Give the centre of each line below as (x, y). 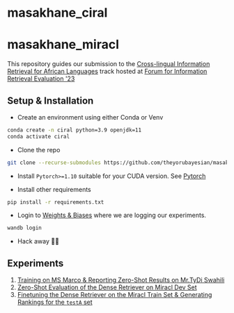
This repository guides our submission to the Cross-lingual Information (109, 64)
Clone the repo (39, 150)
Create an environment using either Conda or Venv (90, 117)
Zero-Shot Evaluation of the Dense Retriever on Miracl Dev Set (107, 287)
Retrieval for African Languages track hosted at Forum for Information (107, 72)
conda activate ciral (39, 136)
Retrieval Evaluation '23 (41, 79)
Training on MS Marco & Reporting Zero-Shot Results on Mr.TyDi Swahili (121, 280)
